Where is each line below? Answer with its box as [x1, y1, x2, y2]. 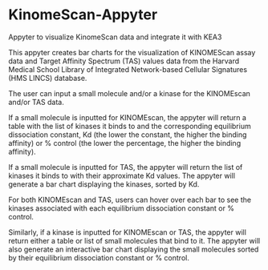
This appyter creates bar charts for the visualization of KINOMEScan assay [8, 47, 256, 57]
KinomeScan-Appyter [8, 6, 158, 24]
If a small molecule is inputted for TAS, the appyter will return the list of [8, 162, 243, 171]
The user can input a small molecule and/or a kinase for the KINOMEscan [8, 88, 251, 98]
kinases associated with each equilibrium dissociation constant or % [8, 203, 235, 213]
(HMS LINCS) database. [8, 73, 87, 83]
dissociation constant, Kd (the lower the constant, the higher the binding [8, 130, 247, 139]
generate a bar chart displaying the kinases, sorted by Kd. [8, 179, 200, 189]
